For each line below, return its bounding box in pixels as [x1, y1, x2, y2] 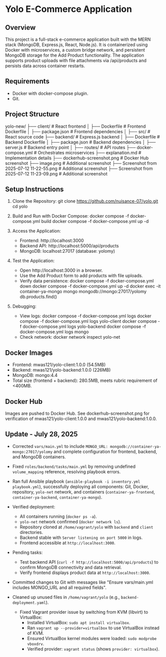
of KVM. [27, 630, 44, 636]
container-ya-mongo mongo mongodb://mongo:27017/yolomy [19, 289, 147, 294]
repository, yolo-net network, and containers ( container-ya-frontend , [12, 489, 155, 495]
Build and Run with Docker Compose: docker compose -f [12, 213, 129, 219]
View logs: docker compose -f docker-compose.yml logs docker [19, 313, 152, 319]
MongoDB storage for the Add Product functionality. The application [5, 52, 145, 58]
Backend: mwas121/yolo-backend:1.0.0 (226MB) [12, 367, 111, 373]
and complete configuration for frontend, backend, [54, 448, 158, 454]
